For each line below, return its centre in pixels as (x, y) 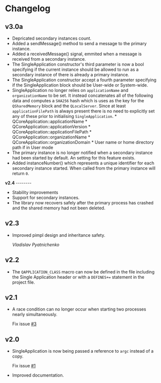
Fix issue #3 (24, 324)
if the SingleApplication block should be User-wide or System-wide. (80, 85)
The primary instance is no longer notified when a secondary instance (82, 153)
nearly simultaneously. (35, 315)
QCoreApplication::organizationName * (51, 137)
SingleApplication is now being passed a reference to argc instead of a (83, 351)
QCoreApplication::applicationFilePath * (52, 132)
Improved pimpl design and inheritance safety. (59, 235)
